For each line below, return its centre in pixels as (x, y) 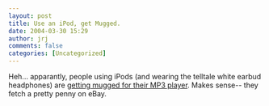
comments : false (36, 46)
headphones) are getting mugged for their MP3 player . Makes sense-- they (133, 85)
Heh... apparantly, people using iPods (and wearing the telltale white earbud (135, 76)
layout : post (30, 16)
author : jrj (28, 38)
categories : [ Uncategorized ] (57, 53)
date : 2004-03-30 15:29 (48, 31)
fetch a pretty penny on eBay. (58, 93)
